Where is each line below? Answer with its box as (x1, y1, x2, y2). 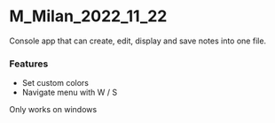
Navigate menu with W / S (21, 87, 118, 98)
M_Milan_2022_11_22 (9, 6, 168, 27)
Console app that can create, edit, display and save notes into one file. (9, 35, 267, 46)
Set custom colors (21, 78, 90, 88)
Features (9, 58, 49, 70)
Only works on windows (9, 104, 98, 115)
